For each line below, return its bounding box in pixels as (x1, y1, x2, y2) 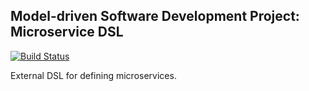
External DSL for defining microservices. (10, 69, 177, 81)
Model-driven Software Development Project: (10, 8, 300, 25)
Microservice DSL (10, 24, 124, 41)
